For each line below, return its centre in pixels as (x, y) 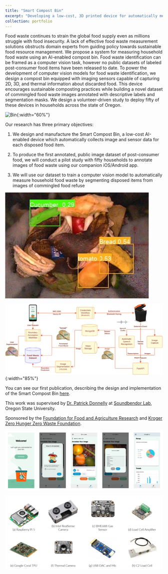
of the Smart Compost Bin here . (38, 394)
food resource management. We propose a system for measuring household (84, 52)
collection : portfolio (29, 21)
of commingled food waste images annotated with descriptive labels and (80, 95)
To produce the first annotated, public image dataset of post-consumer (86, 155)
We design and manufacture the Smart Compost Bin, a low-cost (78, 134)
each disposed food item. (38, 145)
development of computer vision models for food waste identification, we (80, 73)
